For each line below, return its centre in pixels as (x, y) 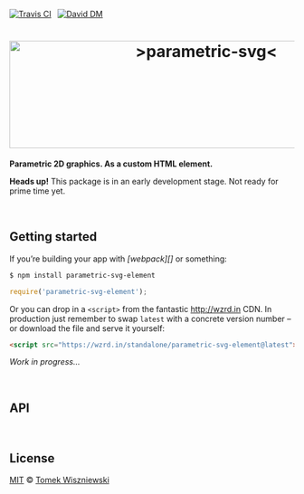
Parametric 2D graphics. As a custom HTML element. (111, 164)
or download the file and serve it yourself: (87, 328)
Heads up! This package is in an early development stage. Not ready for (144, 181)
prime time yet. (38, 191)
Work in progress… (45, 362)
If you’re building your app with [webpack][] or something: (119, 259)
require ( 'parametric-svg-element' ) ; (78, 291)
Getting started (53, 237)
